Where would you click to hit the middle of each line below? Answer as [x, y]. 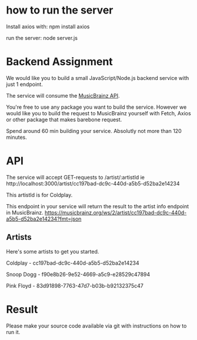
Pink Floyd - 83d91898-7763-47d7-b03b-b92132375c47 [75, 285]
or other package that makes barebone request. [64, 119]
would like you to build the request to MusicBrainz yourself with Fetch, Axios [98, 113]
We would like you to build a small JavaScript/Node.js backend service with [98, 78]
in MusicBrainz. [25, 212]
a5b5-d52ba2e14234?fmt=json [44, 219]
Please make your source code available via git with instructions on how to [96, 326]
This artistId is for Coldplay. [39, 195]
